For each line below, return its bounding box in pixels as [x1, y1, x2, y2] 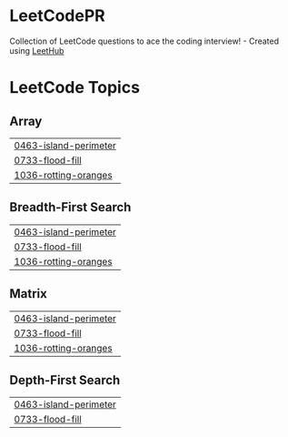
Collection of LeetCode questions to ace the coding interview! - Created [9, 36, 280, 46]
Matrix [9, 286, 47, 301]
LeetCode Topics [9, 77, 141, 98]
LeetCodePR [9, 5, 106, 26]
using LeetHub [9, 45, 65, 56]
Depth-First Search [9, 372, 121, 388]
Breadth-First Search [9, 199, 132, 215]
